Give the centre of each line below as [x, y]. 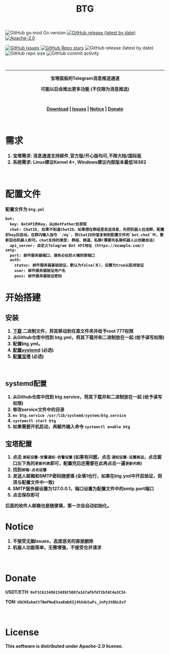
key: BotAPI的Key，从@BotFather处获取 [48, 224]
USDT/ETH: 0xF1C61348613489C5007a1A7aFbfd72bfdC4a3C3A [66, 592]
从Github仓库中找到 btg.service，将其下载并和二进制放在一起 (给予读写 [87, 397]
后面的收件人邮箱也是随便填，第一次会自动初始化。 [58, 506]
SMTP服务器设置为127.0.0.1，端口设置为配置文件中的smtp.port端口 [83, 488]
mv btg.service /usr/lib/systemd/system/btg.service [69, 416]
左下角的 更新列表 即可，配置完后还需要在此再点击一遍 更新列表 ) [80, 463]
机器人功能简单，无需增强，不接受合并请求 [57, 548]
